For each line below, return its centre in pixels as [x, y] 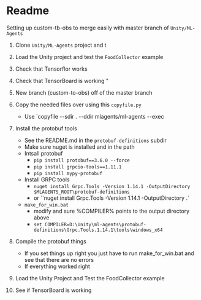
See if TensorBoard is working [53, 290]
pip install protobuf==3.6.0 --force [82, 160]
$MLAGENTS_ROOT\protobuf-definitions [82, 192]
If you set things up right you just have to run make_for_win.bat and [109, 253]
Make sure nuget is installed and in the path [79, 147]
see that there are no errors [59, 259]
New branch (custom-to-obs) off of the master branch [84, 92]
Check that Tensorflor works [51, 69]
